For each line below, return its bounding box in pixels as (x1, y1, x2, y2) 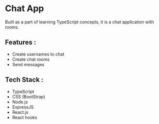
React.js (12, 109, 29, 115)
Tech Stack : (5, 76, 44, 84)
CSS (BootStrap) (12, 93, 45, 100)
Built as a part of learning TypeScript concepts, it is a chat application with (5, 19, 154, 25)
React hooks (12, 114, 37, 120)
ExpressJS (12, 104, 34, 110)
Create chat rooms (12, 56, 50, 62)
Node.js (12, 99, 28, 105)
